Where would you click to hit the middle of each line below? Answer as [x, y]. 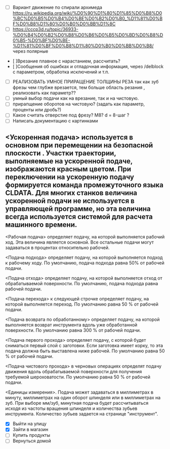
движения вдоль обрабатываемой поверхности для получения [74, 372]
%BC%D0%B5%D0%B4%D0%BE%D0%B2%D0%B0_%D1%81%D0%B [88, 19]
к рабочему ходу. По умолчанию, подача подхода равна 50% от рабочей [85, 263]
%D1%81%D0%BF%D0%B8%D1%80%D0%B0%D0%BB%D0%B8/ [83, 46]
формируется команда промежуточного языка [84, 185]
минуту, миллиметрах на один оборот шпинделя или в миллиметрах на [83, 398]
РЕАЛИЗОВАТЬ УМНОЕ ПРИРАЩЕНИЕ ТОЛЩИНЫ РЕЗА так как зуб [86, 82]
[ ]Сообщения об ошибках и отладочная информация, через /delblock [88, 67]
